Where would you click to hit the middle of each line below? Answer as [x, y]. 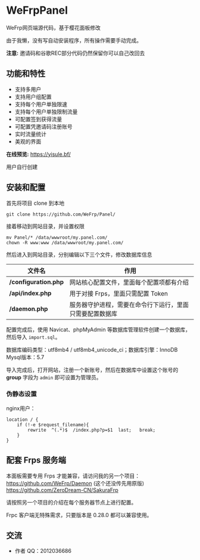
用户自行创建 [22, 167]
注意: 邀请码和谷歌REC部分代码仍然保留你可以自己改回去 [76, 53]
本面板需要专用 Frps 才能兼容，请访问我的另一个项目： [73, 476]
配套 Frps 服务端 [36, 460]
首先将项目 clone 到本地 [35, 203]
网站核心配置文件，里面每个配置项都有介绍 [129, 282]
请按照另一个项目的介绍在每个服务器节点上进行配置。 [71, 502]
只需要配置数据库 [93, 313]
